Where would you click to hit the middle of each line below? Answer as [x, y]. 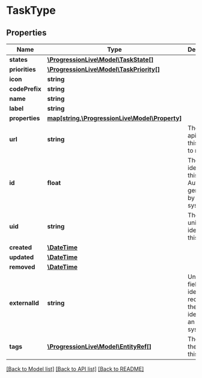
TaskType [31, 11]
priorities [23, 69]
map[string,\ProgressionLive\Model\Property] [115, 118]
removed [22, 267]
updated [22, 257]
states [19, 59]
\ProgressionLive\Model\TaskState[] [100, 59]
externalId [24, 303]
